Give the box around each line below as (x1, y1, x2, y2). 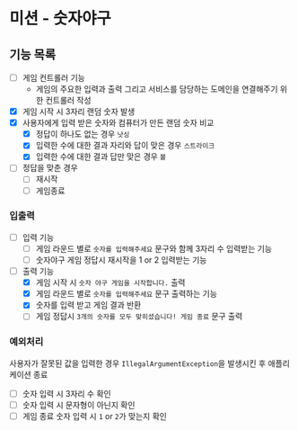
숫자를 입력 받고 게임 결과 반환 (35, 300, 142, 310)
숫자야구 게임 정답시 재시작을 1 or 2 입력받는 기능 (35, 254, 207, 265)
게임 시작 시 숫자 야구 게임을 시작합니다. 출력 (35, 277, 186, 288)
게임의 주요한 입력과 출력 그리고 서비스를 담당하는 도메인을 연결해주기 (35, 84, 278, 94)
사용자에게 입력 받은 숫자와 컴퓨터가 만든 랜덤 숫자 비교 (22, 118, 215, 129)
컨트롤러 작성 (45, 95, 92, 106)
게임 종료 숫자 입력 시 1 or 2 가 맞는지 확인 (22, 410, 168, 421)
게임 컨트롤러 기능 (22, 73, 85, 83)
